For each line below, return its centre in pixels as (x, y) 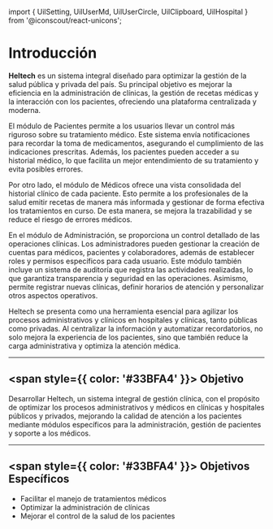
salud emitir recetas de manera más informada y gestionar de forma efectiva (136, 202)
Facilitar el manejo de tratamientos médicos (93, 498)
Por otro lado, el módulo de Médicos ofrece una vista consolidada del (125, 184)
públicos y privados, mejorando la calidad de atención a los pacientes (125, 416)
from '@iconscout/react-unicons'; (65, 20)
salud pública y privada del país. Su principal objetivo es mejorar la (120, 84)
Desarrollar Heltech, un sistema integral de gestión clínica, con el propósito (134, 398)
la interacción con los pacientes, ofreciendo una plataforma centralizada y (133, 102)
